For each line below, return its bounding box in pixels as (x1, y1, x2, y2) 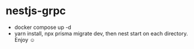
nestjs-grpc (5, 4, 67, 18)
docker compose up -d (14, 24, 71, 31)
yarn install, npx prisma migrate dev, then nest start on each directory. (14, 30, 189, 37)
